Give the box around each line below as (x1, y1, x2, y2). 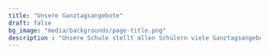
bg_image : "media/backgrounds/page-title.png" (8, 26, 167, 34)
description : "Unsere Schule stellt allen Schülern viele (8, 33, 210, 42)
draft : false (8, 19, 52, 27)
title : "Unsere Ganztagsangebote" (8, 11, 124, 20)
